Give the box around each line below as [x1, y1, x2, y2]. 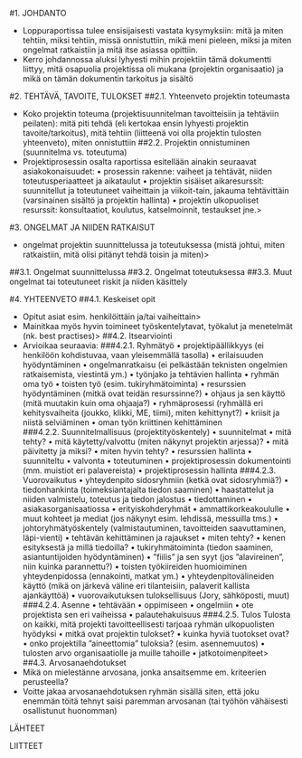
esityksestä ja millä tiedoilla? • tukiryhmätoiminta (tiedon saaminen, [22, 542, 274, 553]
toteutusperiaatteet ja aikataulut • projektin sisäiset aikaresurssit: [22, 175, 265, 186]
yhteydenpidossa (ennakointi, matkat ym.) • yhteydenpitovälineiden [22, 571, 275, 582]
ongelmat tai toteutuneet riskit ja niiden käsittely [9, 276, 188, 287]
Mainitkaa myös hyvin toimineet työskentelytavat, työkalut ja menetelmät [22, 321, 294, 331]
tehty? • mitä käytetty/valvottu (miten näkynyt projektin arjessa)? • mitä [22, 436, 289, 447]
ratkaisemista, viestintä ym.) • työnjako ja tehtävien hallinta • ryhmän [22, 369, 280, 379]
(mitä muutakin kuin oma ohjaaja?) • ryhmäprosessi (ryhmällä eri [22, 398, 264, 408]
